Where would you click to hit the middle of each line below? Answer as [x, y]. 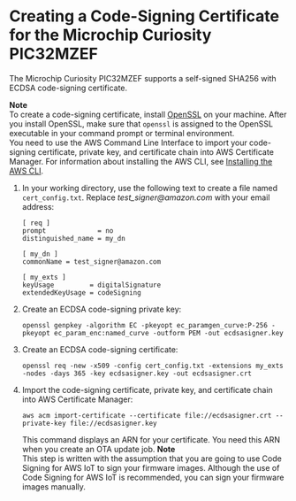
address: [38, 206]
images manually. [54, 486]
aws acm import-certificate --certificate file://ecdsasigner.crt [147, 415]
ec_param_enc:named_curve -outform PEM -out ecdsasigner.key [169, 333]
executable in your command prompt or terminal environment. [122, 133]
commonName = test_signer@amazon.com [91, 262]
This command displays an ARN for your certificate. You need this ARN [151, 439]
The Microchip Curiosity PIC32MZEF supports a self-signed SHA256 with [143, 78]
